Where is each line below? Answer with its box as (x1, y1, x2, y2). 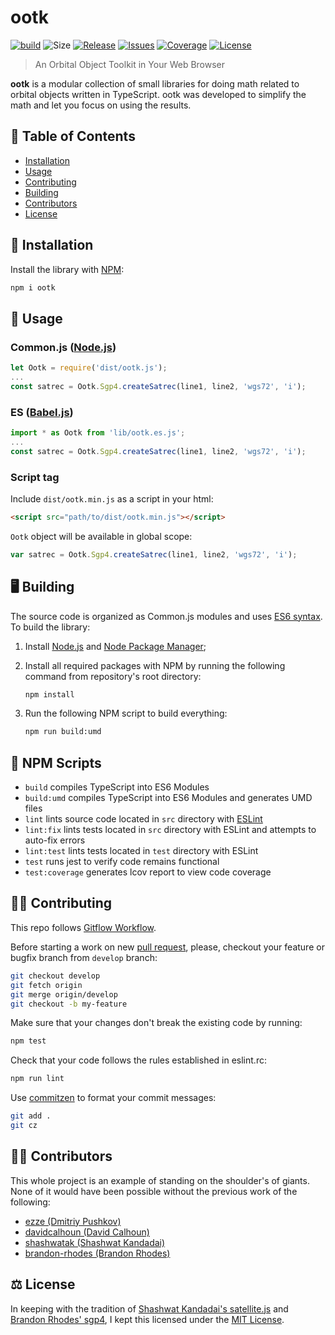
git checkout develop (10, 971, 101, 981)
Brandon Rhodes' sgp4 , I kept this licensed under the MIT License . (10, 1313, 285, 1325)
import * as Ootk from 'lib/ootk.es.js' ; (10, 428, 186, 438)
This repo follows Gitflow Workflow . (10, 921, 157, 933)
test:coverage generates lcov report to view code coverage (24, 866, 272, 878)
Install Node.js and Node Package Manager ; (24, 640, 207, 652)
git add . (10, 1111, 52, 1121)
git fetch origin (10, 980, 83, 990)
